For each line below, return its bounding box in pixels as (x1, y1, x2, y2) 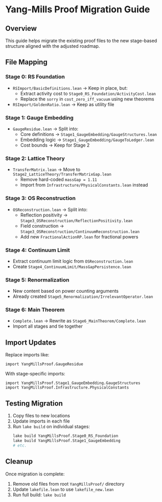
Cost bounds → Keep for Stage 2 (20, 142, 90, 148)
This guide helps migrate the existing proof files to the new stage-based (5, 37, 157, 44)
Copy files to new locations (12, 413, 71, 419)
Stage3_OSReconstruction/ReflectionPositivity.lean (20, 218, 133, 224)
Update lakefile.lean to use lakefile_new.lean (12, 486, 114, 492)
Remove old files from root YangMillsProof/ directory (12, 480, 125, 487)
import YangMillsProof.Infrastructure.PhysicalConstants (5, 385, 129, 390)
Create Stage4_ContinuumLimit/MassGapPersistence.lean (12, 263, 131, 270)
